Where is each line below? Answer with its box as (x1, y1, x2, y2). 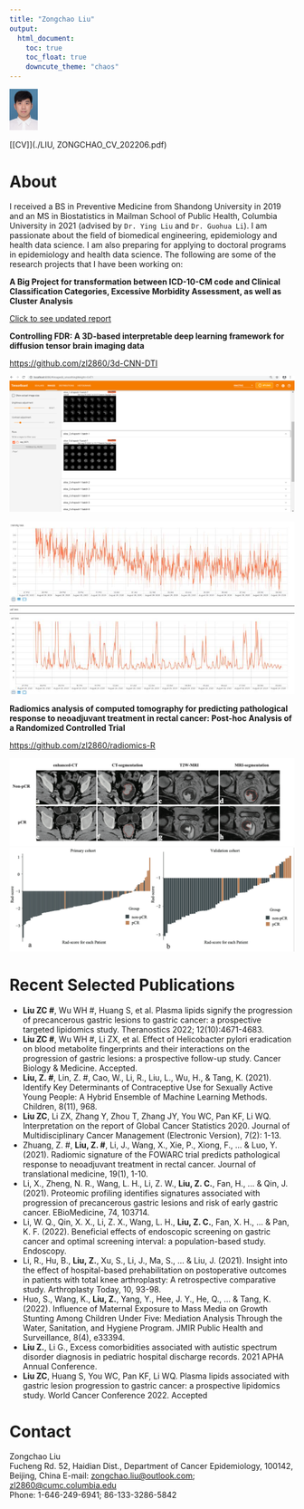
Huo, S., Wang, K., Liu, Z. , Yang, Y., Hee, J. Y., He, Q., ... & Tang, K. (22, 1293, 271, 1304)
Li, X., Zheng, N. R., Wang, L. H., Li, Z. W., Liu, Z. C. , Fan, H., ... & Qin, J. (22, 1177, 288, 1188)
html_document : (17, 34, 75, 43)
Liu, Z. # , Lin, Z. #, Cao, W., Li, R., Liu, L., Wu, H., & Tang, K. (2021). (22, 1072, 271, 1082)
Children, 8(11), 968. (22, 1101, 98, 1111)
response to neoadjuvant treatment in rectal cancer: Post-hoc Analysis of (9, 713, 292, 724)
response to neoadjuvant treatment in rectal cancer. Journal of (22, 1158, 256, 1169)
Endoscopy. (22, 1245, 67, 1256)
